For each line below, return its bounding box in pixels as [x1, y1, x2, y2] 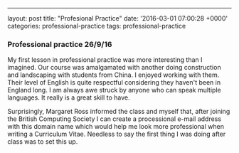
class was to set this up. [7, 137, 78, 146]
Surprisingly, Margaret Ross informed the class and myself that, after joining [7, 107, 230, 116]
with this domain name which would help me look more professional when [7, 122, 224, 131]
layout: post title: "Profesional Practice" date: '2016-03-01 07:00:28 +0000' [7, 14, 228, 22]
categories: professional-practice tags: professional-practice [7, 22, 186, 30]
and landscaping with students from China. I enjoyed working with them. [7, 70, 220, 79]
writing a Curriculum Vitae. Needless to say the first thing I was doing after [7, 130, 226, 139]
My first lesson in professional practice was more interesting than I [7, 56, 203, 64]
